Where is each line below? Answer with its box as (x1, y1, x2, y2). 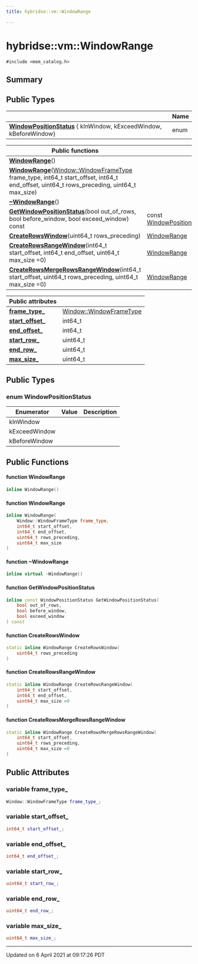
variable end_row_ (6, 894, 60, 903)
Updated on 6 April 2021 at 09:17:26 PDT (6, 952, 105, 959)
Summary (6, 74, 43, 84)
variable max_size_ (6, 922, 62, 930)
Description (83, 408, 117, 416)
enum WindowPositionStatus (6, 393, 91, 401)
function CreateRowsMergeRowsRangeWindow (6, 716, 126, 723)
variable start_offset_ (6, 812, 69, 821)
